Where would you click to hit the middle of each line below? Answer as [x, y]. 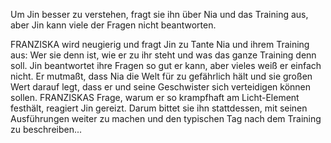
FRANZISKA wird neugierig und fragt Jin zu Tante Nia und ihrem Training [160, 44]
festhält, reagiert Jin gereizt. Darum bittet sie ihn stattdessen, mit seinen [159, 108]
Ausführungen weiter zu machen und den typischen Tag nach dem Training [166, 118]
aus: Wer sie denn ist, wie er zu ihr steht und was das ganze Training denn [163, 55]
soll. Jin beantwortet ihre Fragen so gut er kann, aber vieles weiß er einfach [166, 65]
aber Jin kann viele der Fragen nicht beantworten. [113, 25]
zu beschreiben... [46, 129]
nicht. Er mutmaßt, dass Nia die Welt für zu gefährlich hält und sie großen [161, 76]
